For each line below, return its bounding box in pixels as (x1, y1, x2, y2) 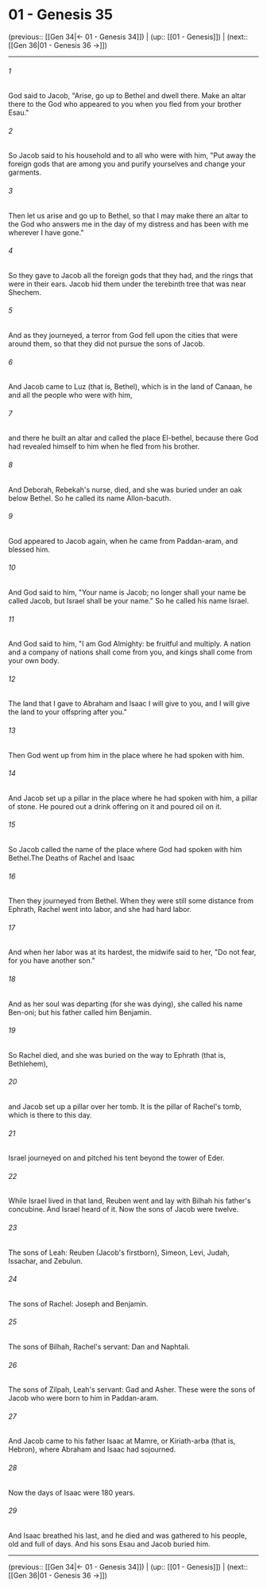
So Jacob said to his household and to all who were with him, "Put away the (8, 151, 257, 160)
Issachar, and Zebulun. (8, 1256, 83, 1265)
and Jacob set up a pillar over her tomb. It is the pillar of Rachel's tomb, (8, 1102, 242, 1111)
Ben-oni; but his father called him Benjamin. (8, 1007, 152, 1017)
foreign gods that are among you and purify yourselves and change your (8, 159, 246, 169)
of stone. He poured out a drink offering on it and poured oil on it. (8, 801, 222, 811)
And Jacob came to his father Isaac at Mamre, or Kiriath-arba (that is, (8, 1437, 236, 1446)
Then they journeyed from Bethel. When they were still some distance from (8, 896, 254, 906)
